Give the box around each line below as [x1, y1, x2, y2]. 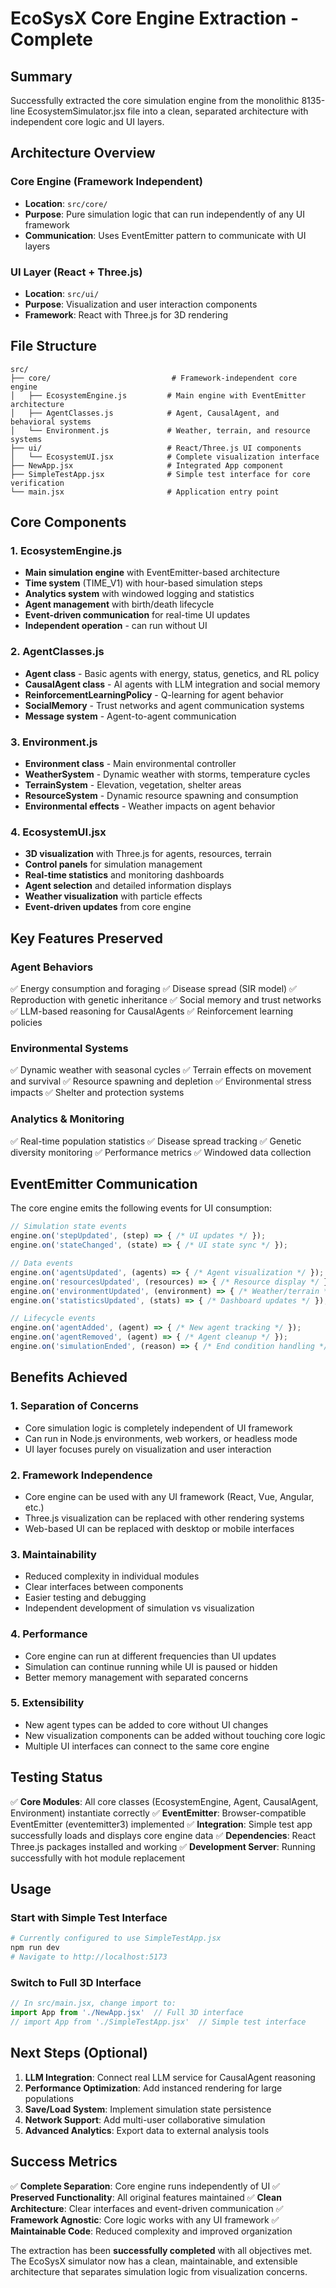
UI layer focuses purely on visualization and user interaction [24, 1443, 272, 1455]
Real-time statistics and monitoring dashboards [24, 869, 225, 881]
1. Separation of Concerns [10, 1399, 140, 1413]
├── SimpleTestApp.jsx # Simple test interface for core [10, 469, 311, 479]
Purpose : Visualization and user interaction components [24, 298, 258, 310]
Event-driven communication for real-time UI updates [24, 609, 251, 621]
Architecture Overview [10, 145, 156, 162]
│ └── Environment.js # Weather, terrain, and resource [10, 425, 311, 436]
